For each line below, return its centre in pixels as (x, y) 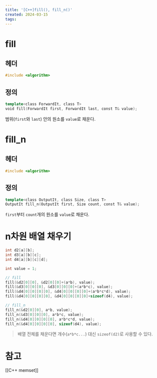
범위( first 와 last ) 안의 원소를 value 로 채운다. (50, 119)
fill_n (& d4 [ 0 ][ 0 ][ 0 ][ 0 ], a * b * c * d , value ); (50, 319)
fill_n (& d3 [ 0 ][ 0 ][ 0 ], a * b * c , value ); (44, 314)
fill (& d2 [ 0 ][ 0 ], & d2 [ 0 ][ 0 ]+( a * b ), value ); (50, 282)
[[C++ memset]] (22, 370)
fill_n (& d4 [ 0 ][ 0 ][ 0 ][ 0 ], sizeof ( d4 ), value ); (53, 324)
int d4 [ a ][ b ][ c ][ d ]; (27, 259)
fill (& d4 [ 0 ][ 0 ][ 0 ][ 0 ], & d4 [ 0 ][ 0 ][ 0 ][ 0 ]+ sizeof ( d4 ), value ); (69, 296)
